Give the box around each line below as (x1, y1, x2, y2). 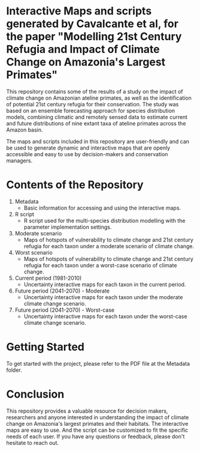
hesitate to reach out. (6, 439, 59, 446)
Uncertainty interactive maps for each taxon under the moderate (23, 293, 183, 301)
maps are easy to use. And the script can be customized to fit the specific (6, 426, 189, 434)
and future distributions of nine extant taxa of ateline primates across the (6, 120, 186, 127)
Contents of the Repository (6, 178, 144, 192)
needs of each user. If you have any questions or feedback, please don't (6, 432, 185, 440)
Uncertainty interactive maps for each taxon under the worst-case (23, 312, 187, 319)
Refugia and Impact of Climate (6, 43, 160, 56)
